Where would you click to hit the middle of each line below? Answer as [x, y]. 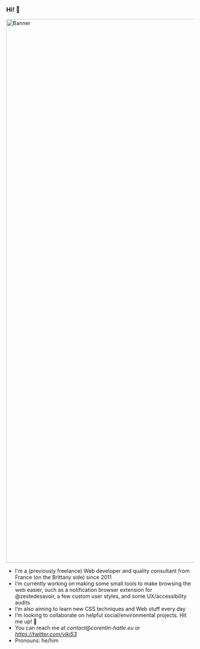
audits [22, 603]
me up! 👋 [26, 622]
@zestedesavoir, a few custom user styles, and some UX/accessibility [101, 596]
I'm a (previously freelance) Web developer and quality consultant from [102, 571]
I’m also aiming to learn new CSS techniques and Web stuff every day [100, 609]
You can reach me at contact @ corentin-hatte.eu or [77, 628]
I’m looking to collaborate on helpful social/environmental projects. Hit [101, 615]
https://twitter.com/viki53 [46, 634]
